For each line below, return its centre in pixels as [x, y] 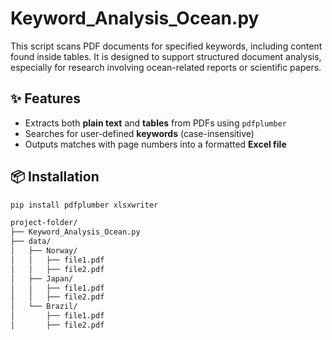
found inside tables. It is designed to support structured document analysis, [166, 56]
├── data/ [31, 242]
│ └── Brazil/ [44, 307]
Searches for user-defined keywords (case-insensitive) [139, 133]
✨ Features [45, 98]
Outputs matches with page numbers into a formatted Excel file [155, 144]
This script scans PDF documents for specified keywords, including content [166, 46]
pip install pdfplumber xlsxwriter [84, 205]
